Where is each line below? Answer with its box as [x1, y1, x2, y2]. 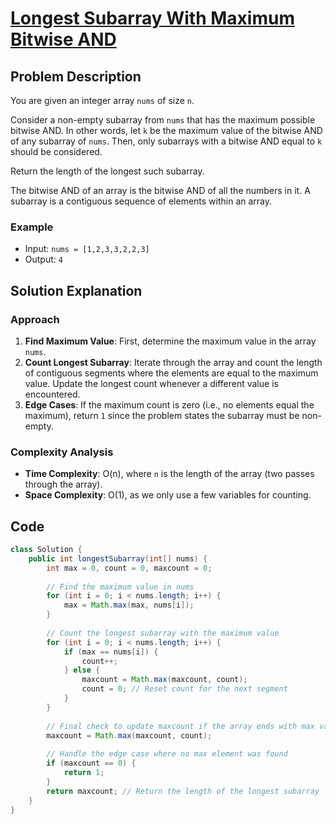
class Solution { [10, 545, 83, 555]
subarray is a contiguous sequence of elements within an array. [10, 195, 273, 207]
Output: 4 [24, 253, 63, 266]
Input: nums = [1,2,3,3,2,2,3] [24, 243, 150, 255]
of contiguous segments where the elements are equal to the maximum [24, 367, 319, 379]
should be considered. [10, 146, 103, 157]
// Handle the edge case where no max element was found [46, 749, 288, 759]
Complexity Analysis [10, 445, 114, 459]
